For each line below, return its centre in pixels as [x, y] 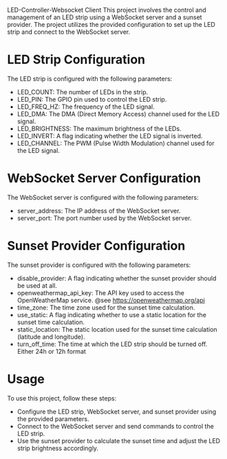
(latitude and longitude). [51, 337]
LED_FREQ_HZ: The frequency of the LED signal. [86, 107]
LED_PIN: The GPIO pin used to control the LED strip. [92, 99]
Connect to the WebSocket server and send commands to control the [116, 426]
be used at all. [37, 286]
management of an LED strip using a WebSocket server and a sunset [105, 17]
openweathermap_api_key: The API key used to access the [100, 292]
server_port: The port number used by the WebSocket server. [104, 218]
